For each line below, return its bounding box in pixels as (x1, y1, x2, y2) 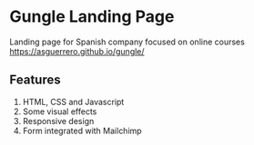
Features (9, 72, 61, 88)
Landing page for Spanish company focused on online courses (9, 36, 246, 47)
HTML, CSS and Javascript (22, 96, 125, 107)
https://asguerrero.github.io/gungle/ (9, 45, 145, 56)
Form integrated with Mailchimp (22, 125, 143, 136)
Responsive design (22, 115, 95, 126)
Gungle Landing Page (9, 6, 175, 27)
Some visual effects (22, 106, 97, 117)
